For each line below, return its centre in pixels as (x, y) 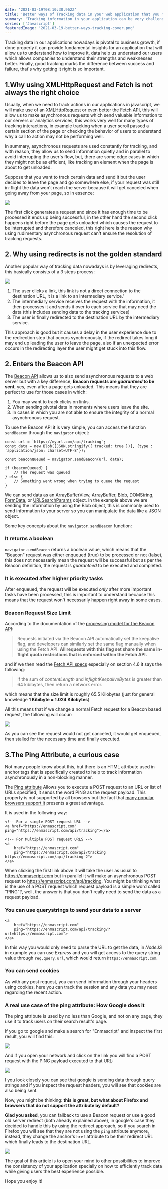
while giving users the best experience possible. (55, 1172)
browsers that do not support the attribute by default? (62, 1106)
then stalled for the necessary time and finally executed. (63, 739)
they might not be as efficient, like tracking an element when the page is (79, 162)
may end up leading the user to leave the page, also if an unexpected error (82, 343)
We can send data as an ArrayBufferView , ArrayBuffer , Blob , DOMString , (79, 495)
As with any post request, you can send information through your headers (81, 982)
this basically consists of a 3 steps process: (50, 272)
